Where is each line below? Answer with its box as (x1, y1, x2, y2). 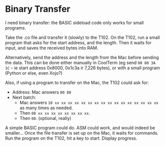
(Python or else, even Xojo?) (5, 70, 63, 76)
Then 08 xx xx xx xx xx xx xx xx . (19, 110, 90, 116)
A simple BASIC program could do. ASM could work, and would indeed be (5, 124, 155, 131)
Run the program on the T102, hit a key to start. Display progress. (5, 135, 137, 141)
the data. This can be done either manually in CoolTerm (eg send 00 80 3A (5, 59, 156, 65)
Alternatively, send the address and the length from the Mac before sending (5, 54, 159, 60)
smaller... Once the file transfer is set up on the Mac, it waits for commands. (5, 130, 159, 136)
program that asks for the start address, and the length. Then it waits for (5, 39, 152, 45)
